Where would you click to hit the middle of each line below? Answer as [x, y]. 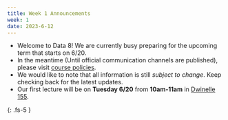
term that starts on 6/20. [52, 53]
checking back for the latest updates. [70, 82]
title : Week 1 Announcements [49, 13]
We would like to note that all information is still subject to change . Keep [119, 75]
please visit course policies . [56, 68]
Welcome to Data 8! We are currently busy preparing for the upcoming [117, 46]
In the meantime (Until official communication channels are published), [117, 60]
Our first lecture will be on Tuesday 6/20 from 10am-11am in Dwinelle [116, 89]
